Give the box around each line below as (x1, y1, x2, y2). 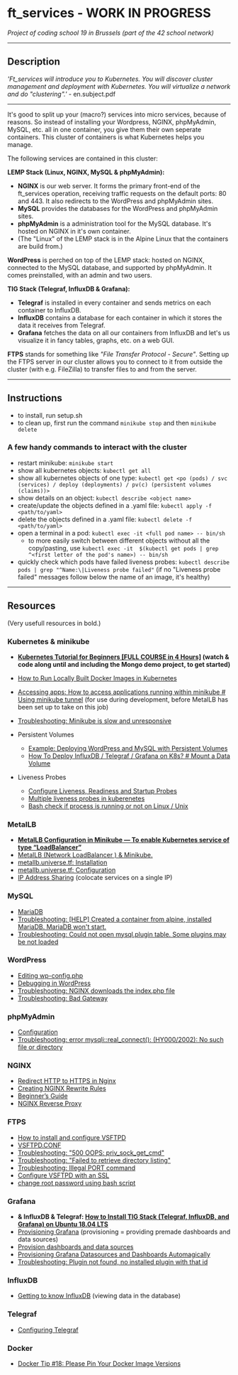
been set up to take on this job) (17, 702, 108, 711)
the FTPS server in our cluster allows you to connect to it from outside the (7, 357, 223, 366)
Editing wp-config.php (17, 971, 84, 979)
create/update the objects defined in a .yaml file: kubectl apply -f (17, 501, 212, 509)
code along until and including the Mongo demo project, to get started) (17, 660, 231, 668)
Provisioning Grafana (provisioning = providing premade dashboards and (17, 1227, 231, 1237)
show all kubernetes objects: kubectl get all (17, 466, 151, 474)
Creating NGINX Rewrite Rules (17, 1085, 106, 1093)
